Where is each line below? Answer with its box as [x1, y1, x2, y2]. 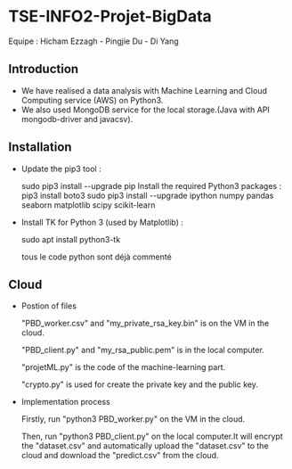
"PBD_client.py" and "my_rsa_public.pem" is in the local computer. [20, 345, 264, 356]
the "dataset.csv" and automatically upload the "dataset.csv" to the [20, 440, 269, 451]
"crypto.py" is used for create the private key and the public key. [20, 379, 259, 390]
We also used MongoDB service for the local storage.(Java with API [20, 104, 271, 115]
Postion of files [20, 300, 77, 311]
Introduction [8, 62, 79, 77]
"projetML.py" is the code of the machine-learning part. [20, 362, 226, 373]
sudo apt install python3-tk [20, 234, 121, 244]
